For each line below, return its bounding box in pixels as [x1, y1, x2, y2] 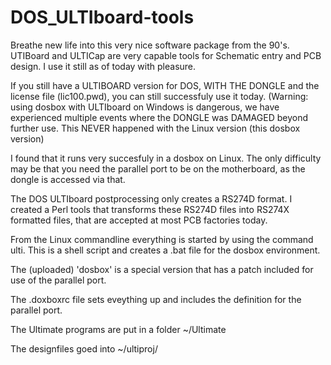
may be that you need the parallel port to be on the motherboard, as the [10, 162, 306, 175]
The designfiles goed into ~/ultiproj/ [10, 342, 158, 355]
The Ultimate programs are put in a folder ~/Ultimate [10, 323, 227, 335]
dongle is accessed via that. [10, 173, 126, 185]
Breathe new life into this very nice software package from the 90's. [10, 39, 290, 51]
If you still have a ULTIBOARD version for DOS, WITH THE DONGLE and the [10, 79, 320, 91]
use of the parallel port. [10, 274, 107, 286]
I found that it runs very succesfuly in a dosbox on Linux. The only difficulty [10, 152, 322, 164]
